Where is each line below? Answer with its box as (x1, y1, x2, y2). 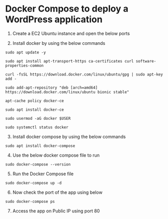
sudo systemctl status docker (5, 124, 69, 130)
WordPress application (5, 14, 103, 25)
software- (135, 58, 156, 63)
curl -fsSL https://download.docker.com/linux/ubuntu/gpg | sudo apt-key (5, 71, 163, 77)
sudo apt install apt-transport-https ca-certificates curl (5, 58, 134, 63)
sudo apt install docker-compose (5, 143, 75, 149)
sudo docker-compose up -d (5, 180, 62, 185)
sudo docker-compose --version (5, 162, 71, 167)
